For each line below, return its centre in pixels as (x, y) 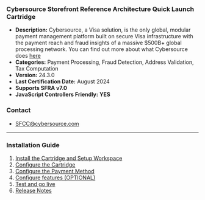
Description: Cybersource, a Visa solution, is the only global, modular (103, 30)
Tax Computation (37, 69)
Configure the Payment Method (55, 171)
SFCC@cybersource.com (47, 123)
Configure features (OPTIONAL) (55, 178)
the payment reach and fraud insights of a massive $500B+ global (98, 43)
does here (28, 56)
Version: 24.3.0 (35, 75)
